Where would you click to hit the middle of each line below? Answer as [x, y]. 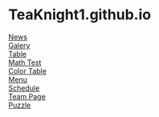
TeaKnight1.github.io [79, 15]
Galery [19, 45]
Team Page [27, 96]
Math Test [25, 63]
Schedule [24, 88]
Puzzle [20, 105]
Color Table [27, 71]
